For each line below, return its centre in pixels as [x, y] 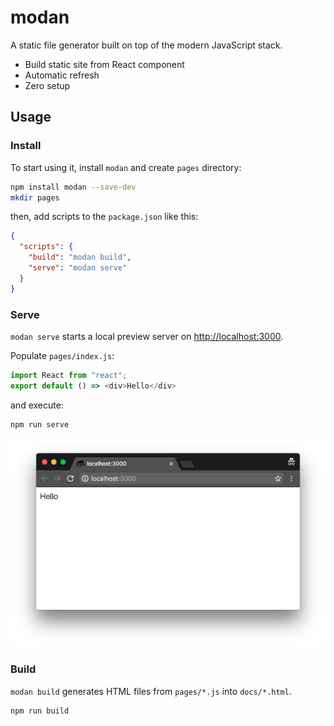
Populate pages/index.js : [62, 355]
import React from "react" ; [69, 375]
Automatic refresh [62, 75]
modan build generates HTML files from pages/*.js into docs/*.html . [151, 691]
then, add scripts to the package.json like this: [104, 217]
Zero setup [47, 85]
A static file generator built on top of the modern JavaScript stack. [146, 45]
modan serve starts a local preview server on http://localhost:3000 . [147, 336]
